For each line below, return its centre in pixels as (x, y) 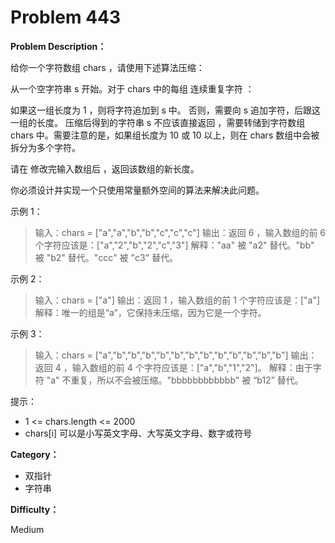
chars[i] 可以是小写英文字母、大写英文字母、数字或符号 (138, 433)
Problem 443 (66, 17)
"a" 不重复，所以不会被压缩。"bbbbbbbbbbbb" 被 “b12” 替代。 (175, 380)
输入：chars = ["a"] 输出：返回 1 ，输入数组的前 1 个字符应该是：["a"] (177, 300)
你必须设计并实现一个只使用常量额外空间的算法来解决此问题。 (137, 190)
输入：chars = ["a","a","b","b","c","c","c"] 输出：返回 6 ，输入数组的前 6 (180, 232)
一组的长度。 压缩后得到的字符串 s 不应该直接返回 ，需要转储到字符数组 (158, 122)
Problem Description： (58, 46)
